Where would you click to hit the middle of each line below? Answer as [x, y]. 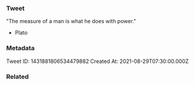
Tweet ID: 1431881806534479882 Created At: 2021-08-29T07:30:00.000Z [97, 61]
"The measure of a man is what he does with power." [71, 21]
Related [18, 77]
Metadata [20, 48]
